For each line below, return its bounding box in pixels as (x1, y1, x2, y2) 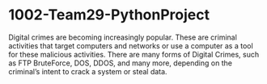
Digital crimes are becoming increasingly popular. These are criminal (8, 32, 237, 42)
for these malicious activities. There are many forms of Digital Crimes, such (8, 49, 260, 59)
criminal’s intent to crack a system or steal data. (8, 66, 167, 76)
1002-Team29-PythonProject (8, 6, 210, 24)
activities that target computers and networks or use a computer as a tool (8, 40, 253, 50)
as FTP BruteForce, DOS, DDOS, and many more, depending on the (8, 58, 233, 68)
